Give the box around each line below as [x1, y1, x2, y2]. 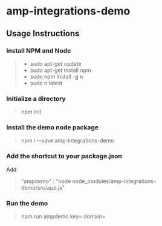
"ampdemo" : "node [21, 177, 71, 185]
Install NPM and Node [6, 47, 71, 55]
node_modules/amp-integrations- [72, 177, 156, 185]
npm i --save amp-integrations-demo [21, 137, 114, 144]
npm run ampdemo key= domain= [21, 213, 106, 220]
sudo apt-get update [30, 60, 82, 67]
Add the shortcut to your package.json [6, 152, 123, 161]
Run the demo [6, 199, 48, 207]
